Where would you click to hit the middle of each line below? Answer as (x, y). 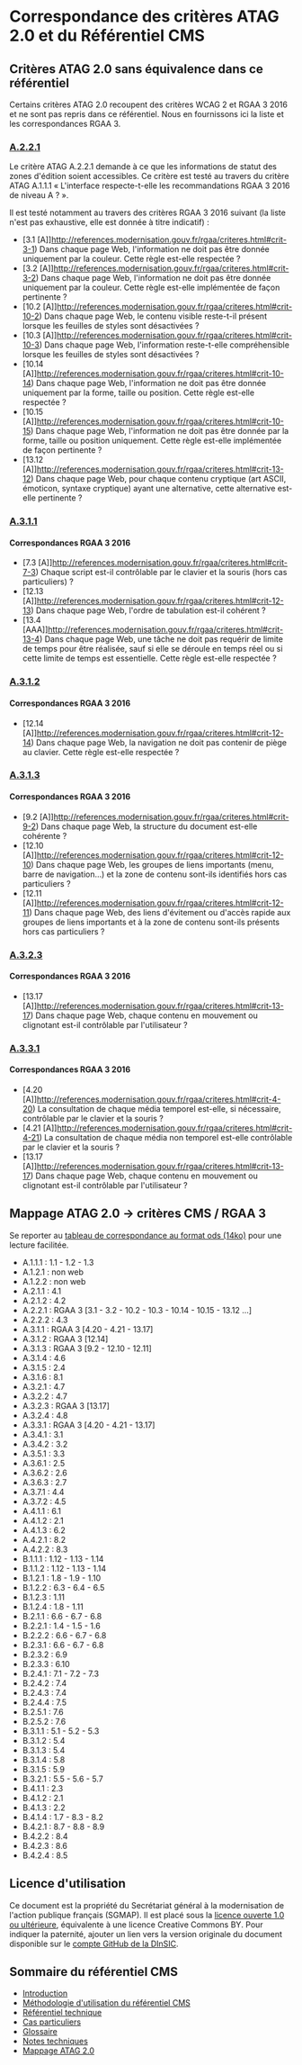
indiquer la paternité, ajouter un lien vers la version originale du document (146, 1934)
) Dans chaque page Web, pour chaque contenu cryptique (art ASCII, (159, 479)
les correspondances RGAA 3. (65, 124)
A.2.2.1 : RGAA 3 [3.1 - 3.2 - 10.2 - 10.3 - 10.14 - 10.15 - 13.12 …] (137, 1310)
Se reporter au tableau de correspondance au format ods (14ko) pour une (146, 1235)
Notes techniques (55, 2042)
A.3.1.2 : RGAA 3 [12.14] (65, 1339)
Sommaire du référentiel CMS (93, 1972)
